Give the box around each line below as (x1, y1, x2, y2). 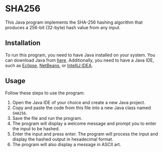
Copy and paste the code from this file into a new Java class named (12, 105, 151, 111)
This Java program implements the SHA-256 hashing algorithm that (5, 19, 143, 25)
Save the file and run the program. (12, 115, 83, 121)
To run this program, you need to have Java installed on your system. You (5, 52, 156, 58)
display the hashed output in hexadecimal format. (12, 136, 113, 142)
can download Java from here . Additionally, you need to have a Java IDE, (5, 57, 155, 63)
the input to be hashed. (12, 125, 60, 131)
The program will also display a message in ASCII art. (12, 141, 121, 147)
